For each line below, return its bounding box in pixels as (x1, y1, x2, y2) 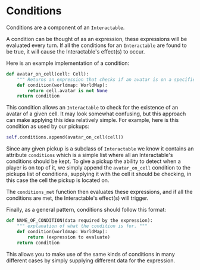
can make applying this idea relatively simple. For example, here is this (6, 117, 179, 124)
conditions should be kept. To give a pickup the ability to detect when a (6, 158, 182, 165)
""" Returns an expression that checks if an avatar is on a (17, 76, 171, 83)
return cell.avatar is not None (27, 87, 108, 93)
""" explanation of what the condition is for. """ (17, 223, 148, 230)
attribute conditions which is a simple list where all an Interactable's (6, 152, 173, 159)
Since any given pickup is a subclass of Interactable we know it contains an (6, 145, 194, 152)
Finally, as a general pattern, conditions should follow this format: (6, 206, 167, 214)
